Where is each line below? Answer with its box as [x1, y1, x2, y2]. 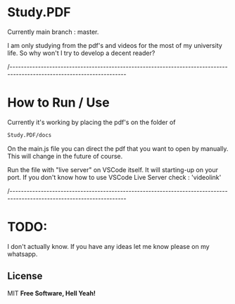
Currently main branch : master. [7, 28, 99, 36]
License [7, 270, 43, 282]
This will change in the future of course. [7, 152, 123, 160]
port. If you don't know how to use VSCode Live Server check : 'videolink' [7, 173, 222, 181]
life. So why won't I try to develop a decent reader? [7, 49, 155, 57]
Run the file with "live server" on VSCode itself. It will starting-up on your [7, 165, 218, 174]
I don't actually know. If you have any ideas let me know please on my [7, 242, 210, 250]
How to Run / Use [7, 95, 110, 111]
